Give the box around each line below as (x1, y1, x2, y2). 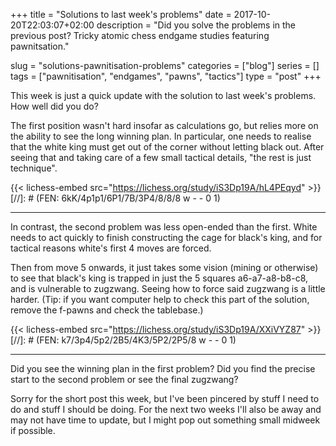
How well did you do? (10, 100, 99, 112)
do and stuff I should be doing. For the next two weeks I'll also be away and (10, 404, 322, 415)
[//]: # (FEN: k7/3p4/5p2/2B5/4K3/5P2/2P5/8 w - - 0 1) (10, 334, 237, 346)
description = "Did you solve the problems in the (96, 19, 297, 31)
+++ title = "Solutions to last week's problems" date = (10, 9, 232, 20)
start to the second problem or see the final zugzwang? (10, 374, 239, 385)
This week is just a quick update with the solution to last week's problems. (10, 90, 317, 101)
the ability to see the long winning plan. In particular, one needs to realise (10, 130, 312, 142)
